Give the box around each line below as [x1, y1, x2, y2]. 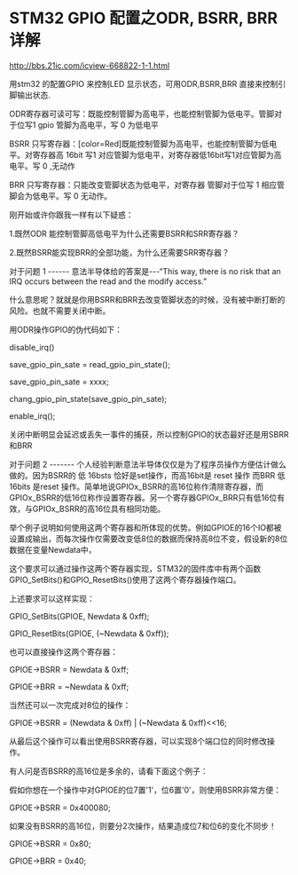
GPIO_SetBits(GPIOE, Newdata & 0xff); [9, 611, 150, 621]
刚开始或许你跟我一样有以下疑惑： [9, 209, 134, 220]
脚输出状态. [9, 90, 51, 100]
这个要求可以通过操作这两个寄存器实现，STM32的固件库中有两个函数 [9, 563, 262, 573]
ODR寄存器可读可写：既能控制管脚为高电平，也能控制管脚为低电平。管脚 [9, 108, 275, 119]
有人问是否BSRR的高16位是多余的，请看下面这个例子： [9, 765, 208, 776]
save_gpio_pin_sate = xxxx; [9, 376, 109, 387]
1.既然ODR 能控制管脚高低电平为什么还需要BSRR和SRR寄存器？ [9, 228, 239, 239]
